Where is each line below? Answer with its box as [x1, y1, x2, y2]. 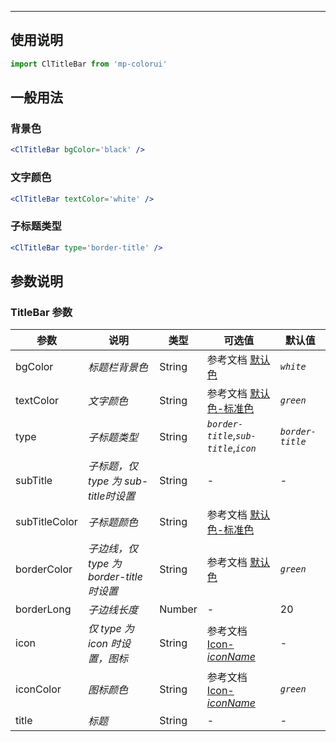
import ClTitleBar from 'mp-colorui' [10, 59, 168, 69]
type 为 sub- [87, 474, 149, 488]
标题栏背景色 [87, 361, 148, 375]
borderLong [15, 602, 72, 616]
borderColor [15, 562, 73, 576]
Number [159, 602, 198, 616]
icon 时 [87, 637, 122, 651]
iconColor [15, 682, 62, 696]
